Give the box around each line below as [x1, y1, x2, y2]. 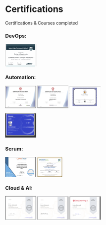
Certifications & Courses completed [5, 20, 78, 26]
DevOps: [5, 32, 27, 39]
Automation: [5, 74, 36, 81]
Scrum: [5, 145, 23, 152]
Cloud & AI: [5, 184, 33, 191]
